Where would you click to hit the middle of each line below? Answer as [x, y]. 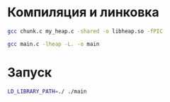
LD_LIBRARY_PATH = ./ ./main [47, 91]
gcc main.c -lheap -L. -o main [53, 44]
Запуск [30, 72]
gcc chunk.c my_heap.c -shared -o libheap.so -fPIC [85, 31]
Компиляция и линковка [83, 12]
